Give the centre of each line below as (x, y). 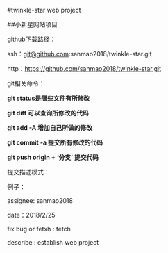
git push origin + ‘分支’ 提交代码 (53, 157)
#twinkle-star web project (44, 10)
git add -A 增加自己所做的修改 (50, 128)
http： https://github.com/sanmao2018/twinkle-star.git (84, 68)
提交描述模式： (28, 172)
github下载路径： (32, 39)
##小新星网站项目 (32, 24)
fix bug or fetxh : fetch (39, 229)
